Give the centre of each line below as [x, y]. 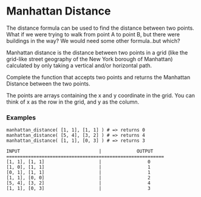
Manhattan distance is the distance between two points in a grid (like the [97, 52]
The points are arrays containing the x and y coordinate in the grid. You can [101, 95]
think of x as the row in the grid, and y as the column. [73, 102]
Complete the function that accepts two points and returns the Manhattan [98, 77]
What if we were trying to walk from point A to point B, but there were [93, 34]
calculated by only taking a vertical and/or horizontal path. [79, 65]
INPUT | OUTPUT [80, 152]
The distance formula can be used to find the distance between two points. [100, 28]
